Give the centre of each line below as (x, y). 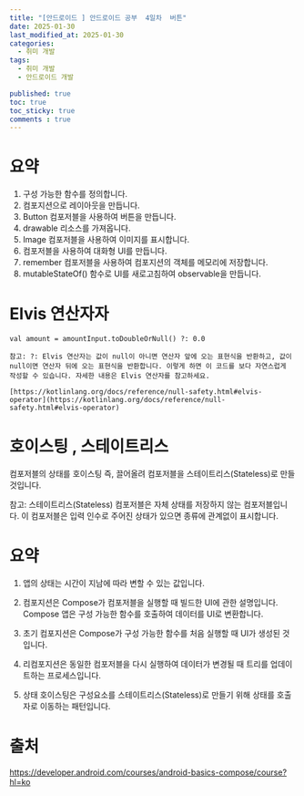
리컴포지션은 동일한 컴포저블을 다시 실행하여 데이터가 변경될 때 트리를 (145, 664)
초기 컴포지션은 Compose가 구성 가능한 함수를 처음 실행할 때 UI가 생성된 (151, 633)
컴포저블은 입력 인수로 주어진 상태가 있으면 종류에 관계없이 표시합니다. (155, 516)
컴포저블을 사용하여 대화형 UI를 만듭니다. (95, 251)
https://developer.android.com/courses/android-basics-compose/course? (148, 772)
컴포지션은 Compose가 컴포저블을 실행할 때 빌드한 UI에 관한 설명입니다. (150, 602)
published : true (40, 93)
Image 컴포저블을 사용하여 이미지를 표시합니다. (106, 240)
